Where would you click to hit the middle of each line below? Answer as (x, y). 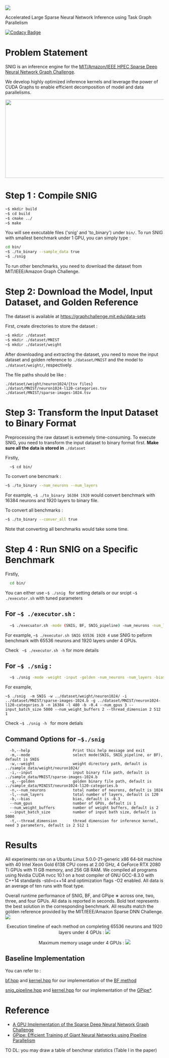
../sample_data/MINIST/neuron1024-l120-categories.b (62, 786)
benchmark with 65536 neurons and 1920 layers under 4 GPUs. (71, 640)
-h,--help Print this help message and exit (77, 751)
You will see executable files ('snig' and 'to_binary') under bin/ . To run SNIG (84, 233)
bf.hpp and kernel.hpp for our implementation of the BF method (71, 980)
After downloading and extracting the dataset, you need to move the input (82, 354)
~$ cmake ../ (19, 218)
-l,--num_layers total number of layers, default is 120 (84, 795)
